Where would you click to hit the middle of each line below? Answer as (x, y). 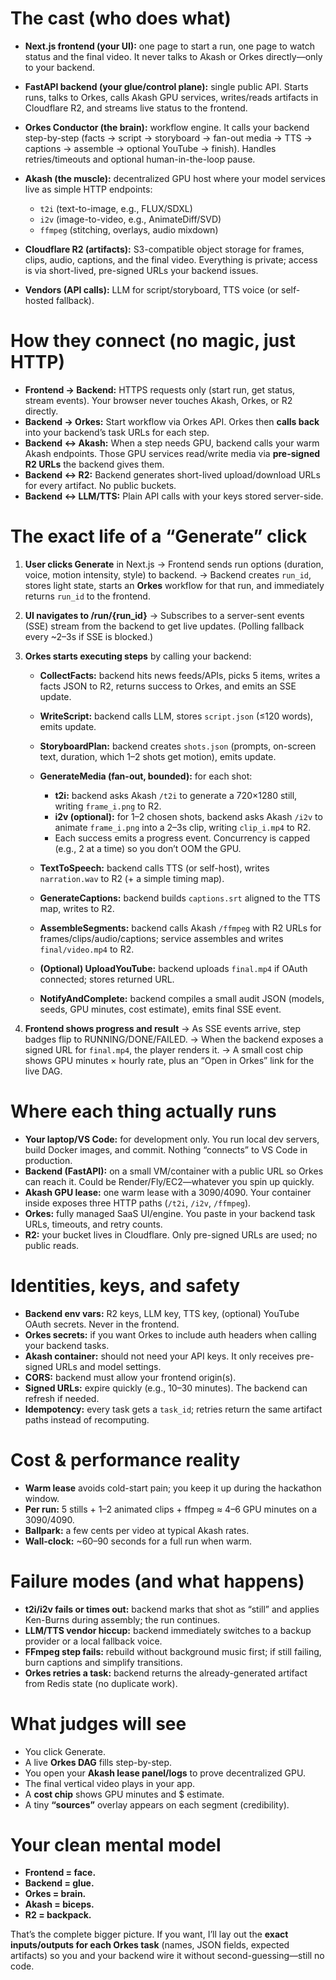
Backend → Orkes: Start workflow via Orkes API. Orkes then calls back (172, 421)
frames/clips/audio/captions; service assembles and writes (161, 938)
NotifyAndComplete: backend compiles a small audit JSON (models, (182, 998)
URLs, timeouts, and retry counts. (93, 1224)
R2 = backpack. (58, 1915)
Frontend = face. (60, 1873)
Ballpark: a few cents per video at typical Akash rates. (137, 1530)
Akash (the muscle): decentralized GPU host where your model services (175, 178)
